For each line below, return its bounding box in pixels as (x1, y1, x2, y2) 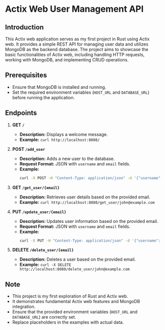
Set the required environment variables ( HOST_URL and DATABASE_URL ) (12, 89, 150, 95)
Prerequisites (5, 71, 47, 80)
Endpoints (5, 109, 37, 117)
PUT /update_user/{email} (12, 209, 66, 215)
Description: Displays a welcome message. (19, 131, 108, 137)
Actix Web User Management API (5, 3, 144, 15)
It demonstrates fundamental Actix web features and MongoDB (12, 299, 140, 304)
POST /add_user (12, 146, 45, 152)
